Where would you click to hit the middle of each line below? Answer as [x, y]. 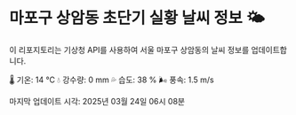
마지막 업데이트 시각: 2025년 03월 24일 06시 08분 [97, 101]
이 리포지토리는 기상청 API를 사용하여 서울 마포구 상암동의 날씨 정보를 [129, 50]
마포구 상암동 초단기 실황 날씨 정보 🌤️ [137, 18]
